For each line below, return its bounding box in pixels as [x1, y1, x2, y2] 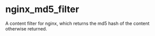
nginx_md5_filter [5, 4, 80, 15]
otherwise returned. [5, 25, 47, 31]
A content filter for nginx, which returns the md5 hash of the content [5, 20, 150, 26]
